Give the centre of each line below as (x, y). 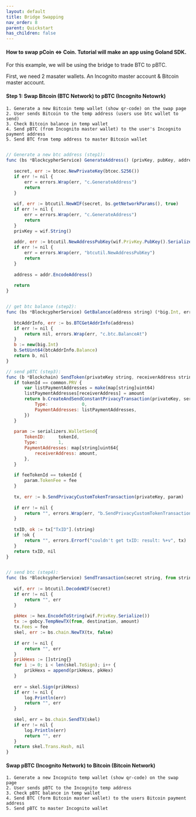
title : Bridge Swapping (35, 17)
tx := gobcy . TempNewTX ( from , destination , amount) (77, 621)
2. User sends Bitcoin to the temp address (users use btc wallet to (92, 114)
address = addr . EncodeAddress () (53, 275)
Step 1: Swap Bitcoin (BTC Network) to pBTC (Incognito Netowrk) (86, 96)
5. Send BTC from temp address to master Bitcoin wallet (77, 139)
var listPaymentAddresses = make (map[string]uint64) (90, 388)
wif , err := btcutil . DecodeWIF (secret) (62, 589)
